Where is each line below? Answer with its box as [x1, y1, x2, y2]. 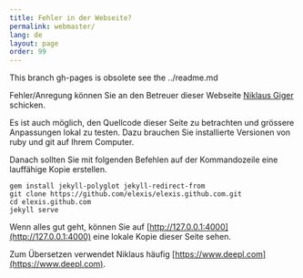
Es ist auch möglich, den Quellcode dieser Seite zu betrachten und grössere [9, 118, 295, 129]
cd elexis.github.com [9, 198, 92, 207]
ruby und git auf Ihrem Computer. [9, 137, 135, 148]
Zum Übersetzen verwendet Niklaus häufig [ [9, 249, 176, 260]
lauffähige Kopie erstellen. [9, 164, 107, 175]
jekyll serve [9, 206, 59, 215]
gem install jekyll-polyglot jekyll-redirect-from [9, 181, 206, 191]
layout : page [9, 38, 59, 48]
